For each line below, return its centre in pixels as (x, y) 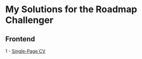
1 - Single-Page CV (25, 51)
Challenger (29, 20)
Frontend (20, 39)
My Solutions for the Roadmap (71, 9)
